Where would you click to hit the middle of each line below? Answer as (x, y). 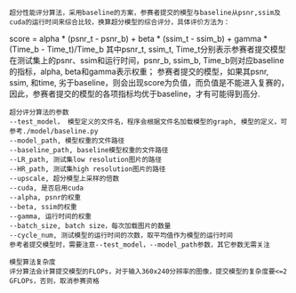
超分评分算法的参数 (39, 112)
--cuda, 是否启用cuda (47, 188)
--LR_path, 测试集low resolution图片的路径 (86, 159)
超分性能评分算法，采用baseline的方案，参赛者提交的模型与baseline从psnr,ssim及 (145, 12)
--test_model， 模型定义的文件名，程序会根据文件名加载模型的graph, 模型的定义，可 (148, 122)
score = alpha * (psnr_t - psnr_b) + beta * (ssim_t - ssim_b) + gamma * (139, 39)
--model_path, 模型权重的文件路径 (67, 141)
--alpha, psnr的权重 (45, 198)
